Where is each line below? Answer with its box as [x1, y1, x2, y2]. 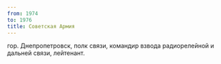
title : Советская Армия [7, 23, 75, 30]
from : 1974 [7, 10, 38, 17]
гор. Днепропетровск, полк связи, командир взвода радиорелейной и [7, 42, 215, 50]
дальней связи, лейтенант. [7, 49, 85, 57]
